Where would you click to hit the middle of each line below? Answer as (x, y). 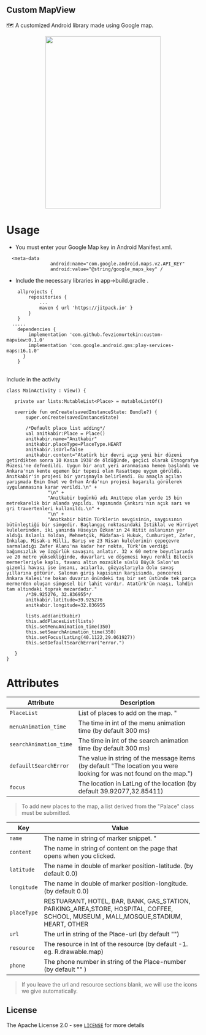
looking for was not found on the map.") (135, 773)
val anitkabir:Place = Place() (65, 433)
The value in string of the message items (137, 758)
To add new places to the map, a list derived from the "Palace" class (108, 806)
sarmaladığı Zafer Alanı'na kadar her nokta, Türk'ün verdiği (87, 546)
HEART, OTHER (66, 924)
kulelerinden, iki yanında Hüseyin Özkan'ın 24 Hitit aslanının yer (96, 530)
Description (137, 703)
